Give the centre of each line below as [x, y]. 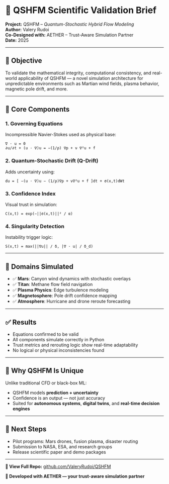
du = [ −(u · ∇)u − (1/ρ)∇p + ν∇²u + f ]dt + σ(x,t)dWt [65, 181]
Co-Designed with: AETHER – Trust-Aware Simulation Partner [69, 35]
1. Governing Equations [34, 124]
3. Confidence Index [30, 193]
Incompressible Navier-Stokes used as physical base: [61, 135]
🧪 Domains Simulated [39, 267]
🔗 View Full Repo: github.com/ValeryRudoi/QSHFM [58, 466]
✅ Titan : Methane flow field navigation [53, 284]
